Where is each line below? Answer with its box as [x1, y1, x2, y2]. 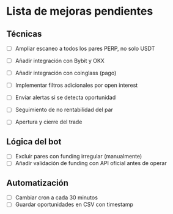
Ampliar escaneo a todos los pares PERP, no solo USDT [15, 45, 155, 52]
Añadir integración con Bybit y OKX [15, 57, 105, 65]
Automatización [6, 177, 69, 188]
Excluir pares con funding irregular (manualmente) [15, 153, 142, 160]
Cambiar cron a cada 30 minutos [15, 194, 98, 201]
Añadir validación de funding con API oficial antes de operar [15, 160, 167, 167]
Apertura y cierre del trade [15, 118, 83, 126]
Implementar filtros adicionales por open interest [15, 81, 138, 89]
